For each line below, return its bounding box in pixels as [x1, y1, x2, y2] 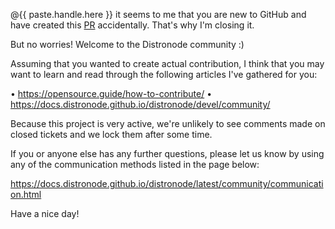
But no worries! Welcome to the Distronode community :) [10, 39, 245, 50]
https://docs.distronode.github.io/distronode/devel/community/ [10, 99, 271, 110]
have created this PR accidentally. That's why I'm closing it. [10, 19, 255, 31]
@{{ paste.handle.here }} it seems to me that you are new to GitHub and [10, 9, 307, 20]
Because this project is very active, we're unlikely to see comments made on [10, 118, 326, 129]
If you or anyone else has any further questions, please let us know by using [10, 148, 325, 159]
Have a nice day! [10, 208, 80, 219]
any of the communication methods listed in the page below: [10, 159, 260, 170]
